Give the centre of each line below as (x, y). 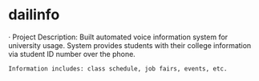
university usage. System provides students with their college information (130, 45)
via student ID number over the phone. (72, 54)
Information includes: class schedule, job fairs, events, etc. (118, 69)
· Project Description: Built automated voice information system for (118, 37)
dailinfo (34, 15)
